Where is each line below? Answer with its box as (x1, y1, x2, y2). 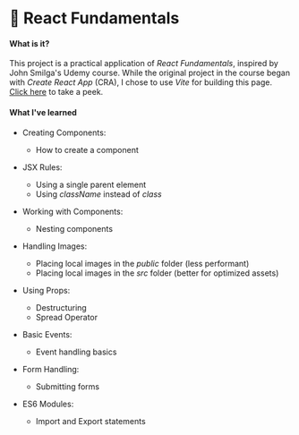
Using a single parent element (35, 179, 147, 190)
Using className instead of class (35, 188, 163, 200)
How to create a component (35, 144, 139, 155)
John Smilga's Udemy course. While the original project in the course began (9, 67, 291, 79)
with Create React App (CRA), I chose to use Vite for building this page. (9, 77, 273, 88)
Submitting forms (35, 380, 100, 392)
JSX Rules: (21, 161, 63, 173)
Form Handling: (21, 363, 80, 374)
